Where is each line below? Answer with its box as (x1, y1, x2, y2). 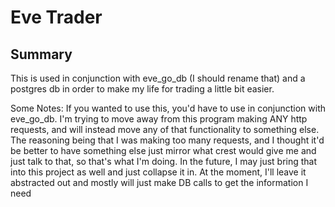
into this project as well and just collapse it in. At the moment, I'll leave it (10, 166, 307, 178)
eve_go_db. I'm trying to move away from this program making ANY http (10, 113, 308, 125)
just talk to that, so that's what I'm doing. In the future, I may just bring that (10, 156, 318, 167)
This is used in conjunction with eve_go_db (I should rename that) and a (10, 72, 306, 84)
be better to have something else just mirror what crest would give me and (10, 145, 317, 156)
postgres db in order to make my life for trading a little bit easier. (10, 83, 275, 95)
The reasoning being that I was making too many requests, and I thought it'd (10, 134, 325, 146)
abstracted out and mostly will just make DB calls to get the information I (10, 177, 309, 188)
